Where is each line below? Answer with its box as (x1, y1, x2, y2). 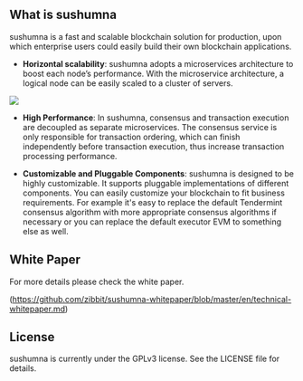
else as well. (22, 225, 70, 236)
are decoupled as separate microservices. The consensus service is (22, 121, 278, 132)
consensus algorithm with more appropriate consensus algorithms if (22, 206, 278, 217)
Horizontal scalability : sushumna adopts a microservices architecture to (22, 58, 294, 69)
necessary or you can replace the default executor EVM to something (22, 216, 282, 227)
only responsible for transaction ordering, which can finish (22, 131, 241, 142)
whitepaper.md (9, 303, 66, 314)
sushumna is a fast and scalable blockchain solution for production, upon (9, 31, 282, 42)
